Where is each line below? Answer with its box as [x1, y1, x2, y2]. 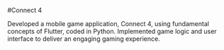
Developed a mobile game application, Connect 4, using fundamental [7, 20, 209, 27]
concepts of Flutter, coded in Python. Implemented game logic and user [7, 27, 218, 35]
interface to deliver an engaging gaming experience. [7, 35, 161, 43]
